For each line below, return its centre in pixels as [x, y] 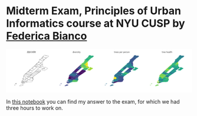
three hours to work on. [35, 108]
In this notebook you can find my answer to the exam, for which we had [93, 101]
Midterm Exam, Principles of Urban [94, 11]
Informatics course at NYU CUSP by [96, 23]
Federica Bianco [47, 36]
